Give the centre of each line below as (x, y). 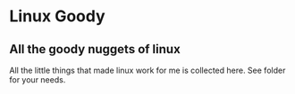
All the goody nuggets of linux (95, 49)
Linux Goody (57, 16)
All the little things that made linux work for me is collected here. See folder (147, 70)
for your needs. (38, 80)
